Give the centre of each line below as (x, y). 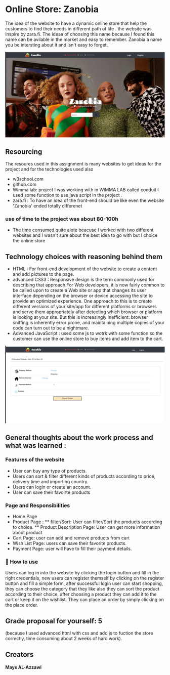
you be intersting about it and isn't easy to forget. (57, 45)
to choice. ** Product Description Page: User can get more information (86, 527)
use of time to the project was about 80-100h (62, 219)
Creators (19, 655)
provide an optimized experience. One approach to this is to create (82, 301)
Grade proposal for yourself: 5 (54, 621)
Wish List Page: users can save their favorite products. (69, 543)
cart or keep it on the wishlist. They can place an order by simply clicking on (85, 600)
